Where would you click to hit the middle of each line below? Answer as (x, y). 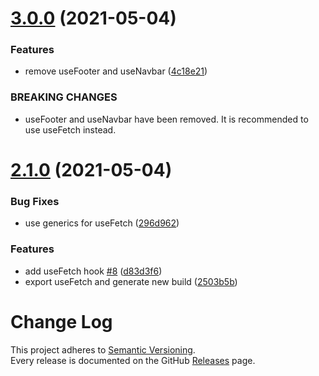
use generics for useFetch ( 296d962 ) (102, 223)
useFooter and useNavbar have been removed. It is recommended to (166, 119)
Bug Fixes (35, 201)
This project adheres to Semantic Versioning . (103, 349)
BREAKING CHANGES (64, 97)
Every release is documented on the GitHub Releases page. (133, 360)
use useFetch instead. (70, 129)
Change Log (61, 321)
